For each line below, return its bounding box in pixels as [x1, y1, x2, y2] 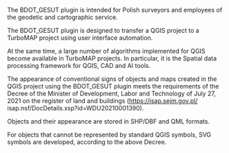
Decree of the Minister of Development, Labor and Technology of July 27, [7, 89, 216, 97]
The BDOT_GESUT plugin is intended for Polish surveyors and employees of [7, 6, 223, 14]
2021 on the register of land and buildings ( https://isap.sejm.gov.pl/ [7, 97, 198, 105]
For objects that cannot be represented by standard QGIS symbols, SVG [7, 130, 212, 139]
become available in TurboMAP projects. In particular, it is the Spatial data [7, 54, 217, 62]
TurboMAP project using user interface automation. [7, 34, 153, 42]
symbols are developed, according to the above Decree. [7, 138, 167, 146]
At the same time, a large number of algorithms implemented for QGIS [7, 47, 206, 55]
